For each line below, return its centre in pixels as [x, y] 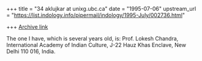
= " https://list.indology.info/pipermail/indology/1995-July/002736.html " [96, 15]
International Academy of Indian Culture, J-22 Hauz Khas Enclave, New [96, 45]
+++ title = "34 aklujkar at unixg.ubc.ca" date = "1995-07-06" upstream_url [101, 9]
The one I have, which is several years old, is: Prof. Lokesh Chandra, [92, 38]
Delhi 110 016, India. [31, 51]
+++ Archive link [27, 27]
